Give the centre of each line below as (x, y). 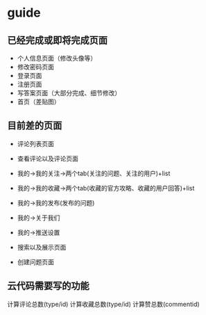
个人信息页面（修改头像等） (57, 58)
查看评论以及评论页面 (48, 159)
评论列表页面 (35, 143)
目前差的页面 (35, 126)
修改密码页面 (35, 67)
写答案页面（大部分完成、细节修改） (69, 93)
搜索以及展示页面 (42, 247)
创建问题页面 (35, 261)
